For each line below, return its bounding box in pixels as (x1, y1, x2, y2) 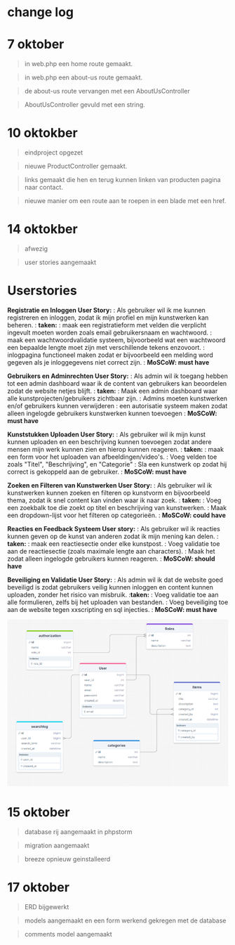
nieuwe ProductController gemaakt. (24, 162, 128, 171)
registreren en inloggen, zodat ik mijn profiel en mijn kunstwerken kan (7, 313, 209, 322)
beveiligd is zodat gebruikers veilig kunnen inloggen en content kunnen (7, 582, 214, 591)
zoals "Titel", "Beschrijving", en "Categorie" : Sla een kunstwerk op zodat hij (7, 460, 227, 468)
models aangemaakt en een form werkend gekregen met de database (24, 916, 227, 925)
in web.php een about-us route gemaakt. (24, 73, 143, 82)
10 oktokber (7, 125, 79, 141)
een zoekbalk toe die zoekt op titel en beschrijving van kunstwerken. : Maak (7, 503, 227, 511)
